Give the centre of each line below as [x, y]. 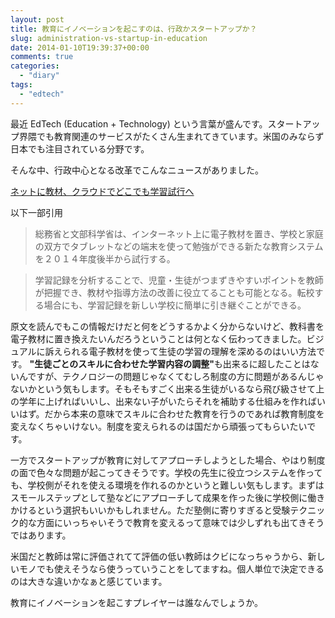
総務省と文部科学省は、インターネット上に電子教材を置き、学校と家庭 [179, 233]
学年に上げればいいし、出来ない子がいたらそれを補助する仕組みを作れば [167, 401]
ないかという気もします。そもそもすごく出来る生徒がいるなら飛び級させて [163, 388]
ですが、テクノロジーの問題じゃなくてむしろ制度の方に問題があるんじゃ [176, 376]
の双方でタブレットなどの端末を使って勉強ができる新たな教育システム [179, 246]
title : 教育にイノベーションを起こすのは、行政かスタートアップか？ [134, 29]
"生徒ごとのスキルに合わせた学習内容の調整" [122, 363]
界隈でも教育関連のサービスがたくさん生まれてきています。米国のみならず [171, 136]
